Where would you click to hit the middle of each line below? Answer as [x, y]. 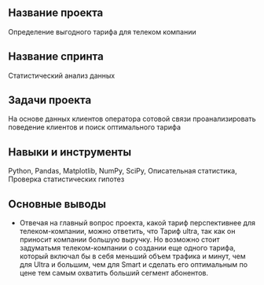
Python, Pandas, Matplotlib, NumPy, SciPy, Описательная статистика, [123, 171]
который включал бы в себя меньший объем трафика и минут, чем [132, 256]
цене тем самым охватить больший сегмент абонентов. [114, 273]
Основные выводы [57, 204]
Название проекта [56, 13]
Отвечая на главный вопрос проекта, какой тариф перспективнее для [137, 223]
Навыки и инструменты [70, 152]
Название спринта [56, 57]
